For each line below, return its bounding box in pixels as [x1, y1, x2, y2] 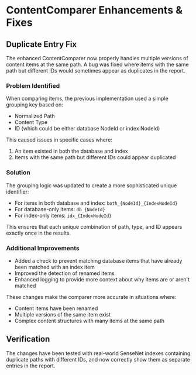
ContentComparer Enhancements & [6, 4, 183, 17]
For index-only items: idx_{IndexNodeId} [14, 212, 112, 219]
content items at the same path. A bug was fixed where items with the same [6, 61, 189, 68]
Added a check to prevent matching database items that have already [14, 257, 183, 264]
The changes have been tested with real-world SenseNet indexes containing [6, 349, 191, 357]
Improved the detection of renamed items [14, 270, 115, 277]
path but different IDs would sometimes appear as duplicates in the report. [6, 67, 185, 74]
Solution [6, 168, 31, 177]
